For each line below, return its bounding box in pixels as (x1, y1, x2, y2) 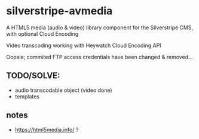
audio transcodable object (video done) (14, 87, 112, 94)
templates (14, 92, 40, 100)
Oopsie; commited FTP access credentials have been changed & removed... (6, 53, 193, 60)
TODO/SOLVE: (6, 70, 60, 81)
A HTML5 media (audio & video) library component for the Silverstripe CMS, (6, 24, 193, 31)
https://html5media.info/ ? (14, 126, 79, 133)
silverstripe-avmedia (6, 4, 113, 18)
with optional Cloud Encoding (6, 30, 79, 37)
